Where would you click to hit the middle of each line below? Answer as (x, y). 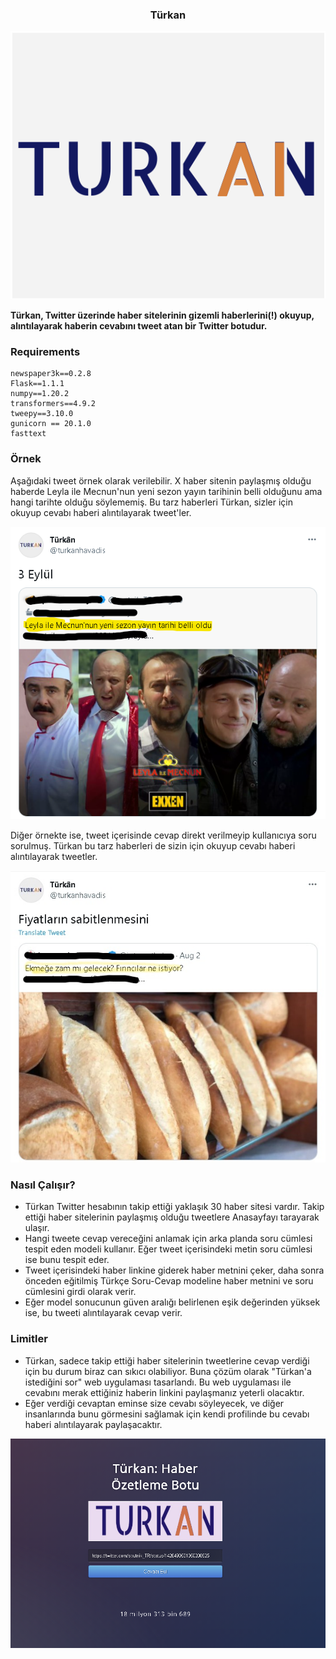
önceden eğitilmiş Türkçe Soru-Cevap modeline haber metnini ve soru (169, 1281)
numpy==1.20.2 (40, 394)
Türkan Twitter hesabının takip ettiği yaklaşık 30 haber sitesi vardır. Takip (174, 1207)
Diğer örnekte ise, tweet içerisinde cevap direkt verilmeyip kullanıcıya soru (163, 835)
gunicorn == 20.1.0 (51, 424)
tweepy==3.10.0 (42, 414)
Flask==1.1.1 (37, 384)
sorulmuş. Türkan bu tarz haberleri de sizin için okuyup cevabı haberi (153, 846)
